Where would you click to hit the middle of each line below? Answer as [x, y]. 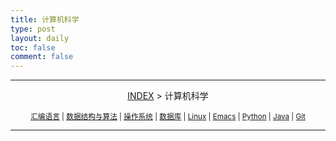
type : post [33, 29]
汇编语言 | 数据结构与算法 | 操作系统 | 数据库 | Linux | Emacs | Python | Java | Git [168, 117]
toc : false [33, 47]
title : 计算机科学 [45, 19]
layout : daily [40, 38]
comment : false [42, 57]
